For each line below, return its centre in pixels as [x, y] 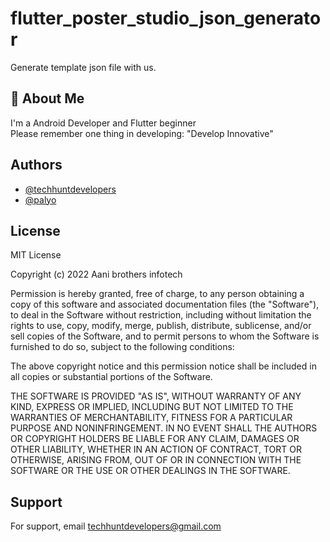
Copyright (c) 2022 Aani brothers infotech [96, 274]
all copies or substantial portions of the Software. [111, 377]
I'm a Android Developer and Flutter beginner [103, 123]
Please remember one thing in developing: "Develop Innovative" [142, 133]
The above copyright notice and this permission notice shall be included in [163, 366]
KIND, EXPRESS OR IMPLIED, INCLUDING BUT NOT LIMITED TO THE [152, 407]
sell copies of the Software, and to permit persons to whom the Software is [165, 336]
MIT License [36, 255]
